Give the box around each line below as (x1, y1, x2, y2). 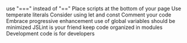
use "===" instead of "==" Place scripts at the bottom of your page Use (6, 5, 182, 12)
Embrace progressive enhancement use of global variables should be (6, 18, 176, 24)
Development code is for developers (6, 30, 95, 37)
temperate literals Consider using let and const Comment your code (6, 11, 172, 18)
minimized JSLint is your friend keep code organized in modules (6, 24, 163, 31)
